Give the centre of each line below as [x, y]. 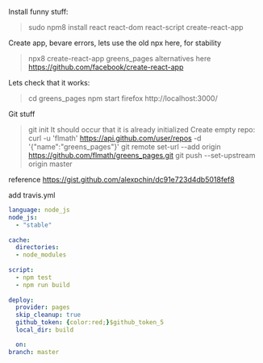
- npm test [34, 277]
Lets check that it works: [49, 83]
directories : [38, 248]
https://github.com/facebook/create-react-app [106, 67]
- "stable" [34, 225]
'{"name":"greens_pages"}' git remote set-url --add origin [125, 147]
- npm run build [43, 285]
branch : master [34, 352]
